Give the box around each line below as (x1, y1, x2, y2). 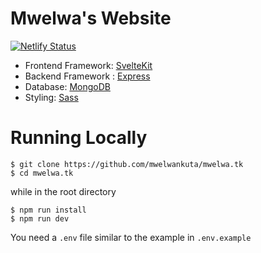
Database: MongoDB (24, 80, 111, 92)
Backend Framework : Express (24, 70, 151, 82)
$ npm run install (10, 205, 87, 215)
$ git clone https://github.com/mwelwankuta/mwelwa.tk (10, 159, 244, 169)
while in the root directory (10, 185, 117, 197)
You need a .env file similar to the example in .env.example (10, 231, 252, 243)
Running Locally (10, 127, 148, 149)
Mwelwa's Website (10, 7, 172, 30)
